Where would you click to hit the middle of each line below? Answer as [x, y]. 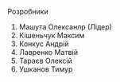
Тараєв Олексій [45, 61]
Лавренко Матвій [48, 52]
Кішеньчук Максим [52, 35]
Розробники [28, 12]
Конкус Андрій [44, 44]
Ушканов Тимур [46, 69]
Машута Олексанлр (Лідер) [66, 27]
